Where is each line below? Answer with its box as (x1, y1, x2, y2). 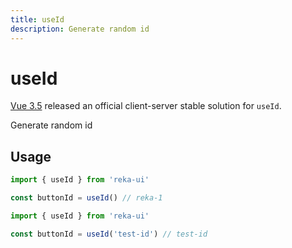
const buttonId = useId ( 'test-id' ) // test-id (10, 229, 208, 239)
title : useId (10, 14, 65, 25)
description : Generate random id (10, 24, 150, 34)
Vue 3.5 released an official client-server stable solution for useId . (10, 100, 282, 112)
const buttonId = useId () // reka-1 (10, 193, 163, 203)
